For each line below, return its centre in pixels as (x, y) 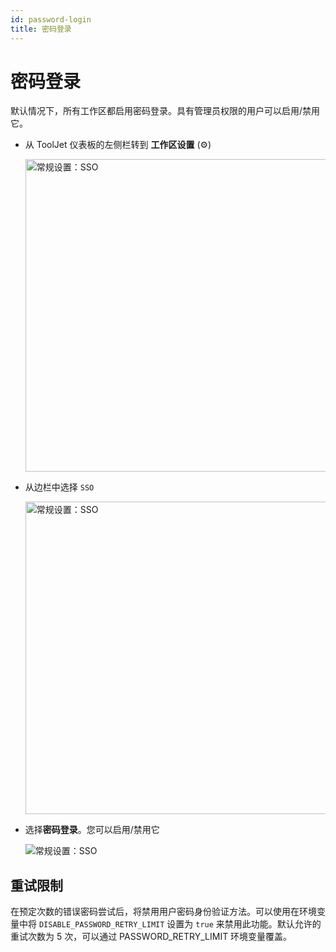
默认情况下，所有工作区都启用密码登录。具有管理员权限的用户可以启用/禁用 (165, 111)
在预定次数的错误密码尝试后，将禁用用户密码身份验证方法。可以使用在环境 (163, 912)
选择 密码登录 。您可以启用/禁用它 (92, 830)
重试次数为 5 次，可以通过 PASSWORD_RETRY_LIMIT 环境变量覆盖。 (151, 937)
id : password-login (51, 19)
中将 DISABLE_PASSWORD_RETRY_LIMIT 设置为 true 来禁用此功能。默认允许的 (170, 924)
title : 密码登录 (41, 29)
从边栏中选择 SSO (59, 487)
